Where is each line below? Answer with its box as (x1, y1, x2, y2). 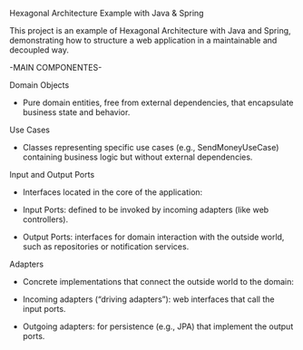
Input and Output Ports (9, 170, 95, 180)
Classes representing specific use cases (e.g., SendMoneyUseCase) (22, 142, 279, 152)
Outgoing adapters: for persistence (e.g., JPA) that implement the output (22, 321, 294, 332)
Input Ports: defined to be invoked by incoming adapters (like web (22, 204, 269, 215)
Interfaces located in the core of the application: (22, 187, 203, 198)
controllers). (22, 214, 69, 225)
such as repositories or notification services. (22, 241, 190, 252)
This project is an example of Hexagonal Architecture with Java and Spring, (9, 25, 292, 35)
